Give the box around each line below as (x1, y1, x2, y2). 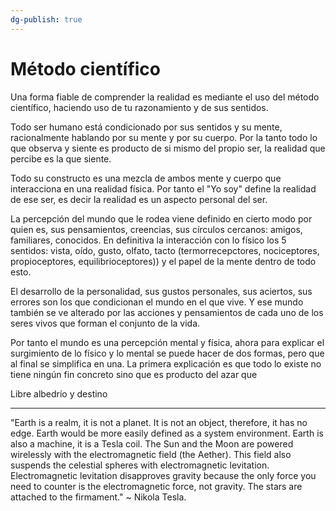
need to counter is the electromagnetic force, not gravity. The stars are (10, 480, 303, 492)
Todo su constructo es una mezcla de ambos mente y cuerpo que (10, 172, 282, 184)
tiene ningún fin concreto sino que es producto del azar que (10, 368, 258, 380)
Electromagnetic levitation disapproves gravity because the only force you (10, 469, 317, 481)
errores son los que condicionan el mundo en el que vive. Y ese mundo (10, 296, 304, 308)
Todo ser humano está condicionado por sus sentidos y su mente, (10, 121, 283, 133)
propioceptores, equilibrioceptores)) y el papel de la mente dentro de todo (10, 255, 317, 267)
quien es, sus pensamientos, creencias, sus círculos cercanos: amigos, (10, 223, 303, 235)
